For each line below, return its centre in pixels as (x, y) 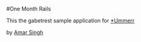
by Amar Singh (25, 32)
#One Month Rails (29, 9)
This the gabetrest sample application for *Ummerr (70, 20)
